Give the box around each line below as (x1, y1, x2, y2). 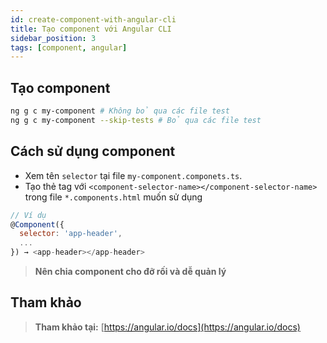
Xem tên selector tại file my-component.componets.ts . (24, 169, 243, 181)
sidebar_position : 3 (10, 33, 97, 43)
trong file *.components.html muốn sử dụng (24, 191, 203, 203)
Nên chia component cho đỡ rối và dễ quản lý (34, 266, 227, 277)
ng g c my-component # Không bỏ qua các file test (10, 106, 230, 116)
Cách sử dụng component (10, 143, 176, 160)
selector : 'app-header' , (19, 229, 123, 239)
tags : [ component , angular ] (10, 42, 128, 53)
